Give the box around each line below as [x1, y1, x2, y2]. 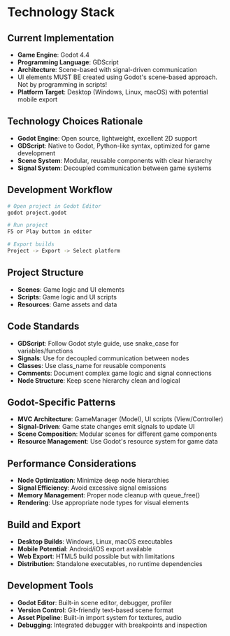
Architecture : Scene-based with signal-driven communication [17, 66, 197, 73]
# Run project [7, 222, 49, 229]
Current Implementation [7, 32, 115, 44]
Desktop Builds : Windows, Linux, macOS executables [17, 537, 173, 546]
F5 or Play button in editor [7, 228, 92, 235]
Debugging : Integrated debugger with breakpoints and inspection [17, 621, 208, 629]
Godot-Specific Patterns [7, 396, 116, 408]
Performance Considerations [7, 458, 136, 469]
